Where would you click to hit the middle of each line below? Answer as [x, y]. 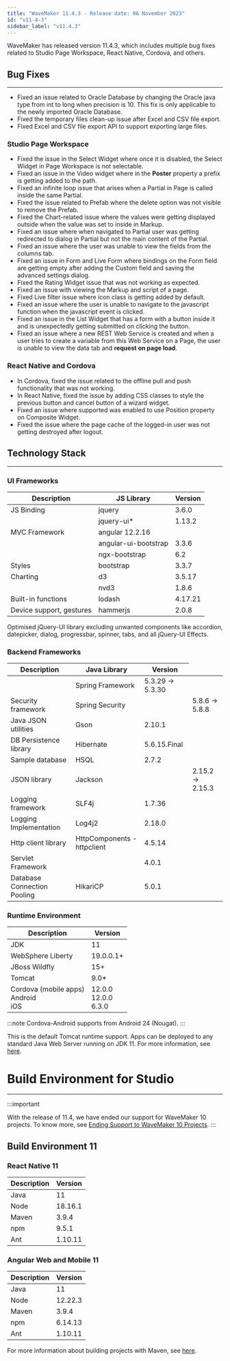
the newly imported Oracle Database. [69, 112]
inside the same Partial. [50, 195]
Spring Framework [105, 685]
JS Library [133, 498]
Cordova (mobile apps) [48, 989]
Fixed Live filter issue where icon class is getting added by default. [111, 297]
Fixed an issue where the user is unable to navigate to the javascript [113, 305]
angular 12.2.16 [124, 532]
